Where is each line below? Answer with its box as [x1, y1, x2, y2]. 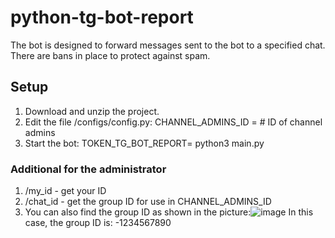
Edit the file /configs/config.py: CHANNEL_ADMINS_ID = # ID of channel [24, 116, 323, 128]
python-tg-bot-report [10, 6, 194, 29]
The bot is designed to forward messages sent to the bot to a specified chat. [10, 39, 326, 51]
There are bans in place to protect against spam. [10, 49, 211, 61]
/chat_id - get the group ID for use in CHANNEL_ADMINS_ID [24, 196, 272, 208]
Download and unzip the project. [24, 105, 160, 117]
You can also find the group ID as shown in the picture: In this [24, 206, 314, 218]
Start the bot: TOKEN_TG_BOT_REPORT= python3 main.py [24, 137, 265, 149]
